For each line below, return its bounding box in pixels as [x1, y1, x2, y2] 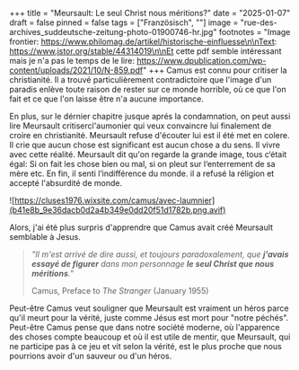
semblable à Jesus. [9, 232, 81, 242]
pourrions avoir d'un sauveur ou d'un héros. [9, 350, 172, 361]
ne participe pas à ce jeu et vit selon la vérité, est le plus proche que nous [9, 341, 283, 351]
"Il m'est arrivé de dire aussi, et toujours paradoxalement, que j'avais [31, 249, 289, 260]
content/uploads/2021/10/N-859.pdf [9, 65, 144, 75]
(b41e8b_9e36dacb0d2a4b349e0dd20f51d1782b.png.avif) [9, 205, 226, 215]
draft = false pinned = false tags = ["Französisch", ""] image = [9, 17, 239, 28]
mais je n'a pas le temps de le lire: [9, 56, 135, 66]
